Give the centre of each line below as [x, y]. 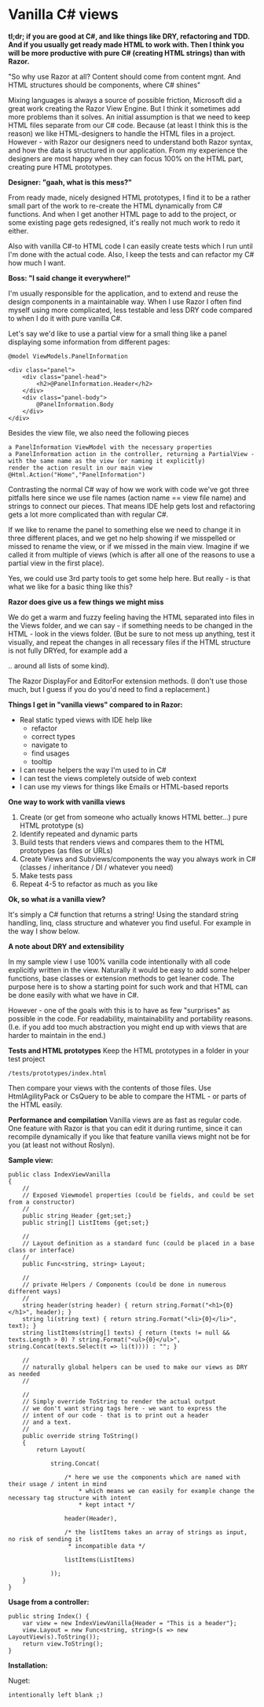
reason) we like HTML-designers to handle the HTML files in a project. [122, 133]
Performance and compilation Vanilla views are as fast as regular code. [125, 1120]
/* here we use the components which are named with [152, 1477]
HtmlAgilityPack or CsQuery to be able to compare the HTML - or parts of [127, 1096]
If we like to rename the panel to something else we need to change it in [125, 529]
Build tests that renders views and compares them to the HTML [122, 842]
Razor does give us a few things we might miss [86, 601]
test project [27, 1058]
